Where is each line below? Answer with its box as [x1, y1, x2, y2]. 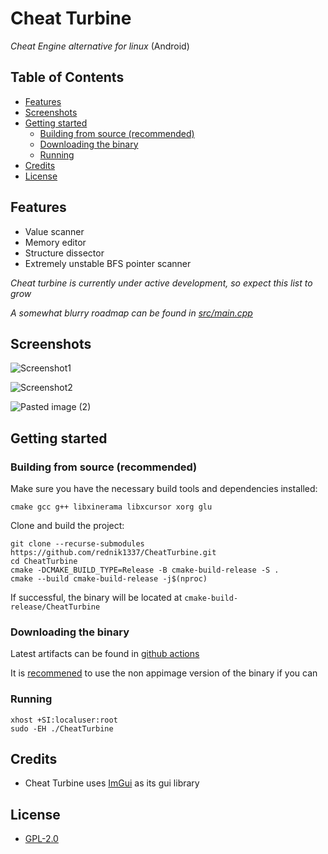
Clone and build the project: [10, 520, 125, 532]
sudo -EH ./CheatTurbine [10, 723, 114, 734]
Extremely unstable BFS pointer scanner [24, 257, 192, 269]
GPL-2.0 [24, 833, 59, 845]
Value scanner [24, 225, 85, 237]
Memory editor [24, 236, 87, 248]
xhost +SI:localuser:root [10, 715, 118, 725]
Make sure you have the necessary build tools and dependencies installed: [10, 483, 318, 495]
